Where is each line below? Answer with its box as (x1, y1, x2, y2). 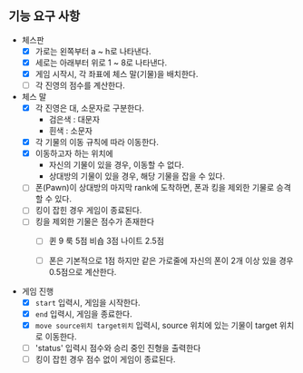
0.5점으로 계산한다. (48, 266, 117, 277)
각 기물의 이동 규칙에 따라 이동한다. (34, 137, 160, 148)
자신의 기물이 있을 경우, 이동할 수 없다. (48, 160, 185, 171)
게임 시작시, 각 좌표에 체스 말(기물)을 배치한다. (34, 68, 199, 79)
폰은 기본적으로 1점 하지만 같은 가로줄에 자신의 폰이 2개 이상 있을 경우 (48, 255, 294, 266)
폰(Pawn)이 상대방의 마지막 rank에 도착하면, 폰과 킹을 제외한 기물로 (34, 182, 275, 193)
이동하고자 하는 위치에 (34, 148, 114, 159)
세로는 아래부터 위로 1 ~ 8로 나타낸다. (34, 57, 168, 68)
